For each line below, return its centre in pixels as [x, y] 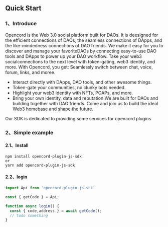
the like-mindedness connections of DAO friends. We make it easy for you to [84, 45]
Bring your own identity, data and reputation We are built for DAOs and [85, 98]
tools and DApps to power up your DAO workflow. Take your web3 [73, 56]
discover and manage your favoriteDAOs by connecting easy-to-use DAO [81, 51]
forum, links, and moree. [30, 72]
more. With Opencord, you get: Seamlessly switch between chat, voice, [79, 67]
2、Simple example [29, 132]
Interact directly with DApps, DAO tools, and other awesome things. [82, 82]
